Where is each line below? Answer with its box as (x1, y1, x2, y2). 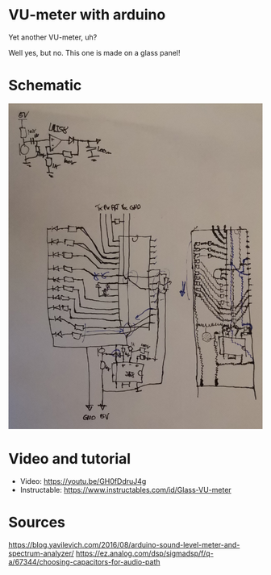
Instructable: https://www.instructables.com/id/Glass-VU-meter (19, 485, 231, 494)
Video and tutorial (8, 449, 131, 468)
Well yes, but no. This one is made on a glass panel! (8, 48, 181, 57)
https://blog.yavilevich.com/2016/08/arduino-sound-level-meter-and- (8, 540, 240, 549)
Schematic (8, 77, 82, 94)
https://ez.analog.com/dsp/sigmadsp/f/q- (75, 548, 214, 558)
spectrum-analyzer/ (8, 548, 74, 558)
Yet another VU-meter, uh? (8, 32, 98, 42)
